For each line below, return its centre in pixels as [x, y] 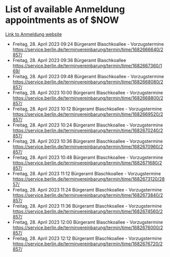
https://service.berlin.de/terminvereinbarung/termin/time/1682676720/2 [88, 244]
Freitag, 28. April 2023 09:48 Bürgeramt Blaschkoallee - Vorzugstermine [88, 76]
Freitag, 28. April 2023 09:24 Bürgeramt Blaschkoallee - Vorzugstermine [88, 44]
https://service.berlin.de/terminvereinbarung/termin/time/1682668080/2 [88, 82]
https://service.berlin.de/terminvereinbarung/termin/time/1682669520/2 [88, 114]
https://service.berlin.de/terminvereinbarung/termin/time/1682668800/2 [88, 98]
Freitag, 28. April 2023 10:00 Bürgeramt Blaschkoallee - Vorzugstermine [88, 92]
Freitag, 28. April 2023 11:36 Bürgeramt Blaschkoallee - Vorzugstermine [87, 206]
